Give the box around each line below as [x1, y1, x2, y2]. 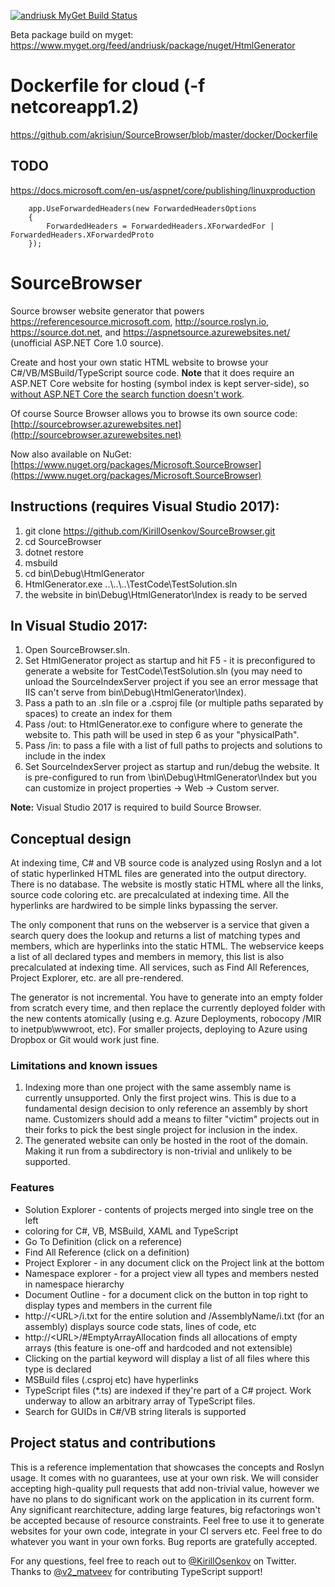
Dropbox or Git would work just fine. [10, 1034, 160, 1046]
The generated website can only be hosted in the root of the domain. [24, 1135, 309, 1147]
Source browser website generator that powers [10, 305, 205, 317]
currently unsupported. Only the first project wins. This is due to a [24, 1092, 297, 1104]
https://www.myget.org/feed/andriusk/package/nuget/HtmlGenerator [10, 40, 296, 51]
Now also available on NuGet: [10, 448, 132, 460]
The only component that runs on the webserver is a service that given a [10, 919, 310, 931]
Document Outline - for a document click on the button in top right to [24, 1288, 308, 1300]
